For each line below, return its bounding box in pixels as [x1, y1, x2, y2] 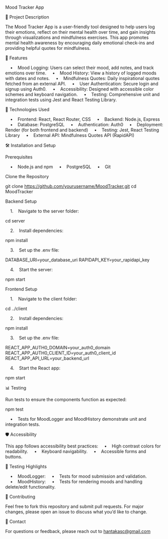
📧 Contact [5, 518, 26, 524]
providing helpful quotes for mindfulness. [5, 45, 91, 51]
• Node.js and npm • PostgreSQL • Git [10, 164, 111, 170]
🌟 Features [5, 55, 28, 61]
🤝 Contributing [5, 494, 36, 500]
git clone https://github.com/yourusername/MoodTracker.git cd [5, 183, 137, 189]
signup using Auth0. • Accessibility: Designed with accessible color [5, 86, 154, 92]
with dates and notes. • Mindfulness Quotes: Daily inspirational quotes [5, 75, 160, 81]
